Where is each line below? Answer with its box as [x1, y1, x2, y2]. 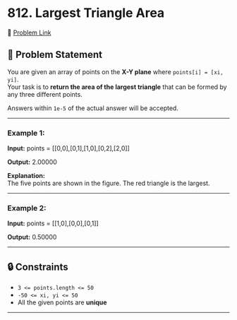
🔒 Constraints [7, 261, 68, 273]
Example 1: [7, 128, 45, 138]
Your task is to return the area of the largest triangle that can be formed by [7, 83, 227, 91]
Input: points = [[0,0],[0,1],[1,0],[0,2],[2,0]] [7, 144, 130, 153]
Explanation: [7, 172, 46, 180]
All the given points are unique [17, 298, 107, 307]
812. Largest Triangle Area [7, 5, 165, 21]
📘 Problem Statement [7, 49, 103, 61]
